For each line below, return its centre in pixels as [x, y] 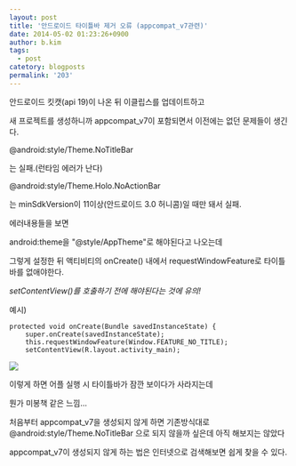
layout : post [33, 17]
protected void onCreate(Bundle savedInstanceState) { [113, 326]
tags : [19, 51]
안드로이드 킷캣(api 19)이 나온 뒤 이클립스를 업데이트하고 [107, 101]
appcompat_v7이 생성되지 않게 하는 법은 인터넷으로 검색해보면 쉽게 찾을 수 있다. [148, 452]
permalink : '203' [41, 76]
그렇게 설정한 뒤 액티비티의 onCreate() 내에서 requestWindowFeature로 [136, 261]
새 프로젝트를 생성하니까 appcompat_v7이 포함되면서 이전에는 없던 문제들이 [140, 120]
